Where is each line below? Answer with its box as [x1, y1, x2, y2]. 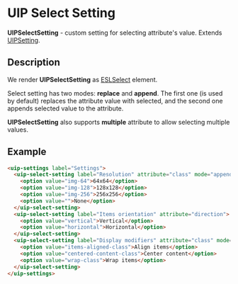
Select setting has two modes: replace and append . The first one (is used [7, 89, 223, 97]
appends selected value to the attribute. [7, 104, 124, 113]
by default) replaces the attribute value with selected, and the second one [7, 96, 223, 105]
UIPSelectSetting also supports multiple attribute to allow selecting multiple [7, 118, 230, 126]
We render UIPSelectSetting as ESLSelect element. [7, 75, 158, 84]
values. [7, 125, 28, 134]
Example [7, 146, 47, 158]
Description [7, 57, 60, 69]
